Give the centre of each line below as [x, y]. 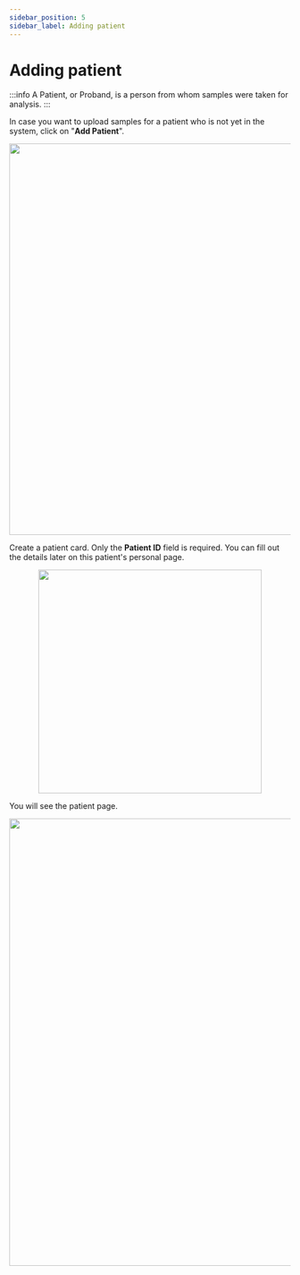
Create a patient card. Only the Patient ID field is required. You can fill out [144, 548]
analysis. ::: [30, 105]
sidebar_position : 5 [48, 17]
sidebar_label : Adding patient [67, 26]
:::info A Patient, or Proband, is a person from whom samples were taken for [149, 95]
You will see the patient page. [64, 806]
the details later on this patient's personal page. [97, 557]
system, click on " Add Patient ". [67, 132]
